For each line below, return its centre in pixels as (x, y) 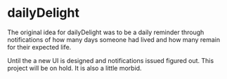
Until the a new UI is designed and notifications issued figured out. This (111, 60)
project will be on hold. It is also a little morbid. (74, 68)
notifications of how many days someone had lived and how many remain (114, 39)
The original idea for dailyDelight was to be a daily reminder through (106, 32)
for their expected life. (39, 47)
